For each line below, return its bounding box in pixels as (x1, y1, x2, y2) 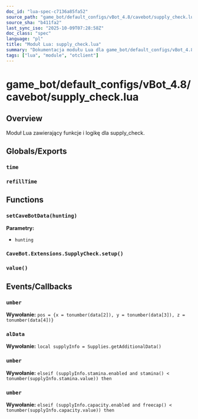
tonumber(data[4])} (6, 317, 54, 324)
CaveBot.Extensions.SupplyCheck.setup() (6, 251, 124, 257)
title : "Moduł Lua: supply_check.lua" (6, 42, 101, 48)
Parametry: (6, 224, 34, 231)
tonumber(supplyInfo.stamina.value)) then (6, 375, 112, 381)
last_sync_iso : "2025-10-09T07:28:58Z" (6, 25, 104, 31)
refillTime (6, 178, 37, 185)
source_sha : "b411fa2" (6, 19, 62, 25)
